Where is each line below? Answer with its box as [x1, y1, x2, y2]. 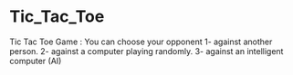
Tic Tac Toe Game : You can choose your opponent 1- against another [9, 36, 273, 47]
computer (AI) [9, 55, 62, 66]
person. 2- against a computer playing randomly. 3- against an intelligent [9, 45, 284, 56]
